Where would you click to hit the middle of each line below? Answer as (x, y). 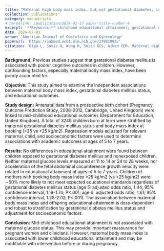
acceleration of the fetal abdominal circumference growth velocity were (77, 166)
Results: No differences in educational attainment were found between (76, 151)
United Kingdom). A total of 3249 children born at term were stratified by (78, 120)
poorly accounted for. (27, 75)
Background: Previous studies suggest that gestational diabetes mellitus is (80, 60)
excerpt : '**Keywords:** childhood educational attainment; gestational (81, 28)
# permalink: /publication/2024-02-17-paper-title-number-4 (68, 23)
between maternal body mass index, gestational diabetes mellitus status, (78, 90)
